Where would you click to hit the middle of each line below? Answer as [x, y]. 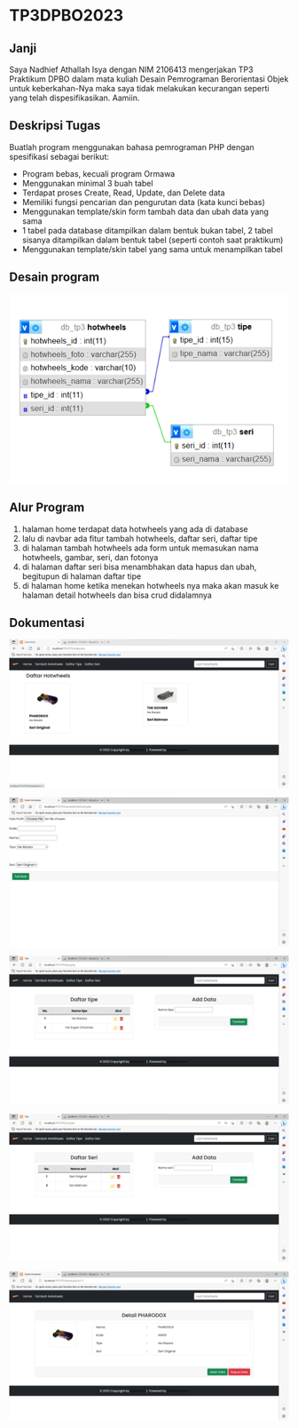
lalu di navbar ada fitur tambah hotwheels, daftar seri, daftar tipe [140, 538]
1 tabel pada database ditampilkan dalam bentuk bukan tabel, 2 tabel [147, 230]
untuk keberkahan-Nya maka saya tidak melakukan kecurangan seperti [139, 88]
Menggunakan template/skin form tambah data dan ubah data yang [145, 211]
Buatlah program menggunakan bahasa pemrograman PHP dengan [132, 147]
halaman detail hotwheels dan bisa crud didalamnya [117, 595]
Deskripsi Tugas [55, 126]
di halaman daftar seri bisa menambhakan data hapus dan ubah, [139, 567]
